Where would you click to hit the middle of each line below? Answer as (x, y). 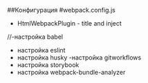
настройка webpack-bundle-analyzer (71, 72)
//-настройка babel (35, 37)
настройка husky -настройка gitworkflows (79, 57)
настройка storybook (48, 65)
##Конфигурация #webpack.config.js (61, 10)
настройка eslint (41, 50)
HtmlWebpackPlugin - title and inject (70, 23)
